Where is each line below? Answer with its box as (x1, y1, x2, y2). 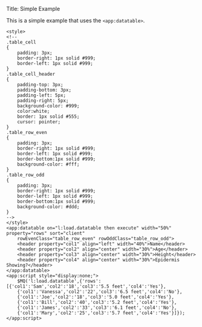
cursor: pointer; (17, 119, 61, 125)
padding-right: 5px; (17, 98, 69, 104)
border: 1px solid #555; (17, 113, 80, 120)
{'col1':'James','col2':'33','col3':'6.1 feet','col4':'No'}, (17, 305, 177, 311)
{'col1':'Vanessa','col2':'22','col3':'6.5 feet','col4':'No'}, (17, 289, 183, 295)
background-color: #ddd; (17, 204, 80, 210)
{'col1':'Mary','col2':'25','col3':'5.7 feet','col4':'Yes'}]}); (17, 310, 186, 316)
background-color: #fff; (17, 161, 80, 167)
